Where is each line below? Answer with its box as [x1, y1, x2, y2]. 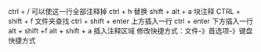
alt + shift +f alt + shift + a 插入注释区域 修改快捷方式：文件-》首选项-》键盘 [8, 26, 253, 35]
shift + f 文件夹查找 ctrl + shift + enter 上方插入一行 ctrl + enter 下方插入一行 [8, 16, 253, 26]
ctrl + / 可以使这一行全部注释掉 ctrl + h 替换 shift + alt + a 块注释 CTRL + [8, 7, 241, 16]
